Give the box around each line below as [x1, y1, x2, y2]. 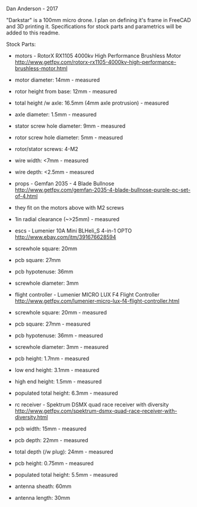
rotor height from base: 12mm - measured [14, 88, 117, 95]
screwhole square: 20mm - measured [14, 309, 107, 316]
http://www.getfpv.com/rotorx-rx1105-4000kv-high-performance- [14, 59, 177, 65]
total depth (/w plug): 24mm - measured [14, 448, 114, 455]
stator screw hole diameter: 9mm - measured [14, 122, 126, 130]
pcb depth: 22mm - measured [14, 437, 88, 443]
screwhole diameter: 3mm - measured [14, 344, 109, 350]
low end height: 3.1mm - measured [14, 367, 100, 373]
